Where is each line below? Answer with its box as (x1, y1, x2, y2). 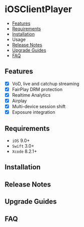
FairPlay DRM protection (12, 86, 63, 92)
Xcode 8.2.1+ (12, 148, 37, 154)
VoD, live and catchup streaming (12, 80, 79, 86)
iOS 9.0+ (12, 138, 30, 144)
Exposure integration (12, 109, 56, 115)
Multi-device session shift (12, 104, 66, 109)
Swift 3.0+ (12, 143, 35, 149)
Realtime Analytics (12, 92, 51, 98)
